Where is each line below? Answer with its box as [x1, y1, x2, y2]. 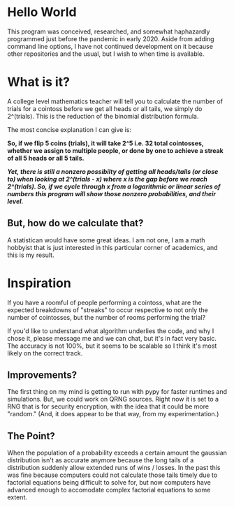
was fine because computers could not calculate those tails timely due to [7, 471, 218, 479]
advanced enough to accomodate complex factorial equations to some [7, 486, 211, 494]
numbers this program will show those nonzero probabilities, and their [7, 189, 217, 198]
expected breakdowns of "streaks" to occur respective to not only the [7, 305, 208, 314]
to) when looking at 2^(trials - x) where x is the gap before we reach [7, 175, 208, 183]
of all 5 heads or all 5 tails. [7, 154, 85, 162]
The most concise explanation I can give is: [7, 125, 131, 133]
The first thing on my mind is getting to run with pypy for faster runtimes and [7, 388, 228, 396]
